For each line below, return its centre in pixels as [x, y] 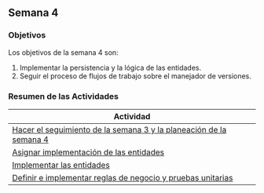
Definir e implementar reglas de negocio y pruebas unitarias [123, 177]
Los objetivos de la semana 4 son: [64, 52]
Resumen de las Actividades [64, 96]
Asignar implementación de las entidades [88, 152]
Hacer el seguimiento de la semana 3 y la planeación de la [119, 129]
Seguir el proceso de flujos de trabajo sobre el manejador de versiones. [135, 76]
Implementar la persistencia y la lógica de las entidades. [110, 67]
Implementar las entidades [61, 165]
